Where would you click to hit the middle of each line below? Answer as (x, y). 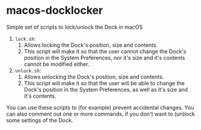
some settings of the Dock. (40, 120)
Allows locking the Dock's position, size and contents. (91, 45)
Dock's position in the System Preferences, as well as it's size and (106, 89)
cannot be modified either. (57, 64)
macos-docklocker (55, 10)
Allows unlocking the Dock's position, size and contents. (94, 77)
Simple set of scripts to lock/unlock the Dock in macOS (75, 27)
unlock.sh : (28, 70)
